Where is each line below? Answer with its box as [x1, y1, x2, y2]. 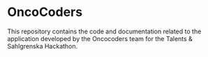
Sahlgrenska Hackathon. [7, 42, 78, 50]
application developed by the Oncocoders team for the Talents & [7, 34, 193, 42]
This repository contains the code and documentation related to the [7, 27, 202, 35]
